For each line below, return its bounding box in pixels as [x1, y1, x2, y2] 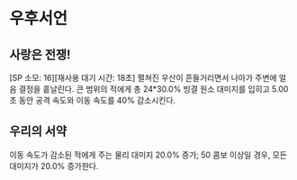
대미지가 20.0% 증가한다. [9, 160, 99, 171]
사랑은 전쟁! [9, 47, 71, 62]
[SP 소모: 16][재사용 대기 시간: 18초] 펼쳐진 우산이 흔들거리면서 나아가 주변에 [9, 73, 277, 83]
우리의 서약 [9, 123, 67, 139]
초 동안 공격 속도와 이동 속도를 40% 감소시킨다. [9, 95, 176, 105]
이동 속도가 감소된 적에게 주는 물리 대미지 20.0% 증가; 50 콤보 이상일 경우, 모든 [9, 149, 288, 160]
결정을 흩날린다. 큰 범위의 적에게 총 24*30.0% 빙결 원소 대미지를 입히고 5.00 [18, 84, 289, 94]
